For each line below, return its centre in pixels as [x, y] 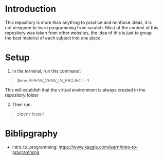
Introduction [31, 9]
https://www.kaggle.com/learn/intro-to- [98, 147]
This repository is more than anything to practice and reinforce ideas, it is [79, 22]
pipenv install [30, 114]
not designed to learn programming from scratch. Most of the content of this [82, 27]
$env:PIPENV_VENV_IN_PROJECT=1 [53, 80]
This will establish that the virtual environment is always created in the [75, 90]
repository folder [22, 95]
